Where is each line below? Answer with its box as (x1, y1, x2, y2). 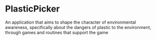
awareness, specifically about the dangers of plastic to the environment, (5, 24, 151, 30)
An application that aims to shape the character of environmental (5, 19, 136, 25)
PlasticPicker (5, 3, 60, 14)
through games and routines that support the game (5, 29, 108, 35)
